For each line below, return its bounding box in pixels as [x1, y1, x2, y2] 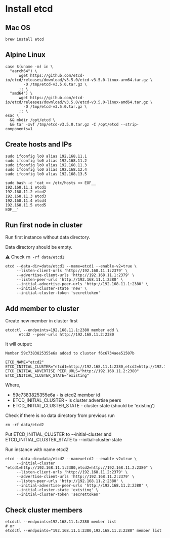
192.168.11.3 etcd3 [5, 194, 47, 199]
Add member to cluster [5, 304, 79, 313]
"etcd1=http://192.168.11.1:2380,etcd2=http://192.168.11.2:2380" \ [5, 465, 153, 470]
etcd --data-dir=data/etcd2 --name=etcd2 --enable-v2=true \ [5, 456, 137, 462]
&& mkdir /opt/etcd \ [10, 117, 56, 123]
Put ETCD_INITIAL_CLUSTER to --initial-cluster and [5, 431, 112, 437]
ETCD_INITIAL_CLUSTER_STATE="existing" [5, 373, 90, 378]
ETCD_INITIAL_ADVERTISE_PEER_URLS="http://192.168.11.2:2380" [5, 369, 139, 374]
